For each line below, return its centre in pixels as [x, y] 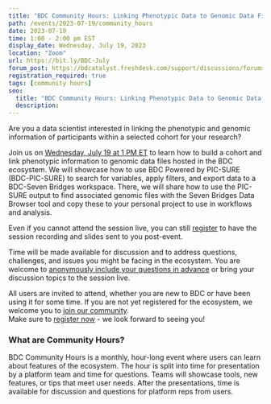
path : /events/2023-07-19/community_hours [81, 23]
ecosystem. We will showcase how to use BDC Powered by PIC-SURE [124, 170]
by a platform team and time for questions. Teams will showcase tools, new [133, 374]
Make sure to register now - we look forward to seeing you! [107, 319]
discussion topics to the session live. [69, 278]
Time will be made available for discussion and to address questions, [123, 252]
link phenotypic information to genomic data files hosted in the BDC [121, 161]
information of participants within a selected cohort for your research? [125, 137]
